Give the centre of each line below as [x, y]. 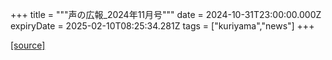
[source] [28, 45]
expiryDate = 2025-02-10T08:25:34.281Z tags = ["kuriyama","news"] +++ [162, 26]
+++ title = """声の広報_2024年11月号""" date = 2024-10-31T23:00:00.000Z [166, 14]
